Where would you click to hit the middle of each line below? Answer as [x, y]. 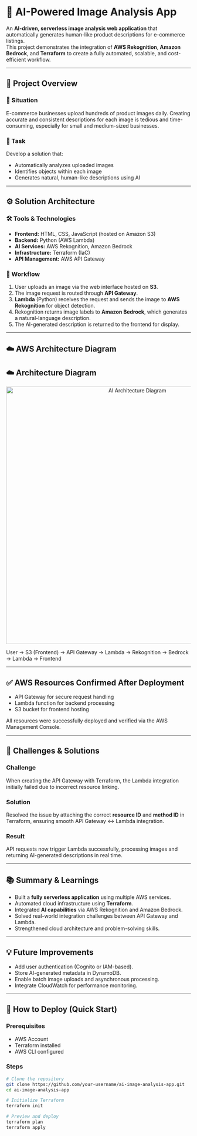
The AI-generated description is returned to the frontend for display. [97, 324]
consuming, [20, 125]
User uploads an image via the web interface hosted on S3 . [86, 287]
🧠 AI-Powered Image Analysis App [91, 12]
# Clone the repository [35, 1079]
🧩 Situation [22, 101]
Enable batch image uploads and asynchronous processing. [87, 979]
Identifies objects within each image [58, 171]
